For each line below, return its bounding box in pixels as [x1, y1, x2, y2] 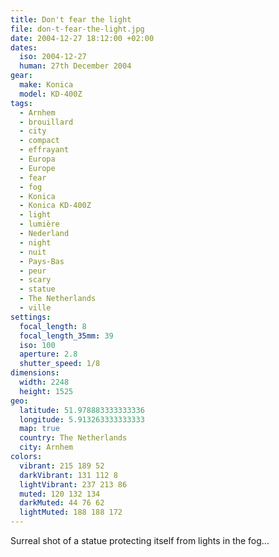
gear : [10, 71, 33, 81]
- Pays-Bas [19, 256, 65, 266]
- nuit [19, 247, 47, 257]
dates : [10, 42, 38, 53]
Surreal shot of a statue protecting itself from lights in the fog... [10, 535, 270, 546]
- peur [19, 266, 47, 276]
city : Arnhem [19, 442, 74, 453]
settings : [10, 312, 52, 322]
